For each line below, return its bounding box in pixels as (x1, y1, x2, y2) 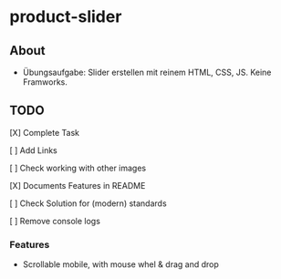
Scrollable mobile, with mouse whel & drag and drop (22, 259, 219, 270)
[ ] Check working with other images (9, 162, 147, 173)
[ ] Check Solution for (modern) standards (9, 198, 167, 209)
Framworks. (22, 77, 68, 88)
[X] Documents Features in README (9, 180, 146, 191)
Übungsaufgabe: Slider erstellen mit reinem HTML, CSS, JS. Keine (22, 67, 272, 77)
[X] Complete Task (9, 127, 80, 138)
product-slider (9, 6, 122, 27)
